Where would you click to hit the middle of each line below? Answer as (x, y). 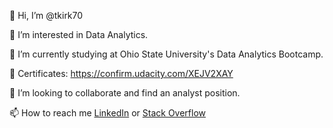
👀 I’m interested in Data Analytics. (79, 34)
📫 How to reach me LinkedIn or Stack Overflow (108, 113)
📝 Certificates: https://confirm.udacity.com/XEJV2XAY (121, 73)
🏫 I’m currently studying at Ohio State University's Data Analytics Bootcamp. (166, 54)
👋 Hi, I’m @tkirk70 (46, 15)
